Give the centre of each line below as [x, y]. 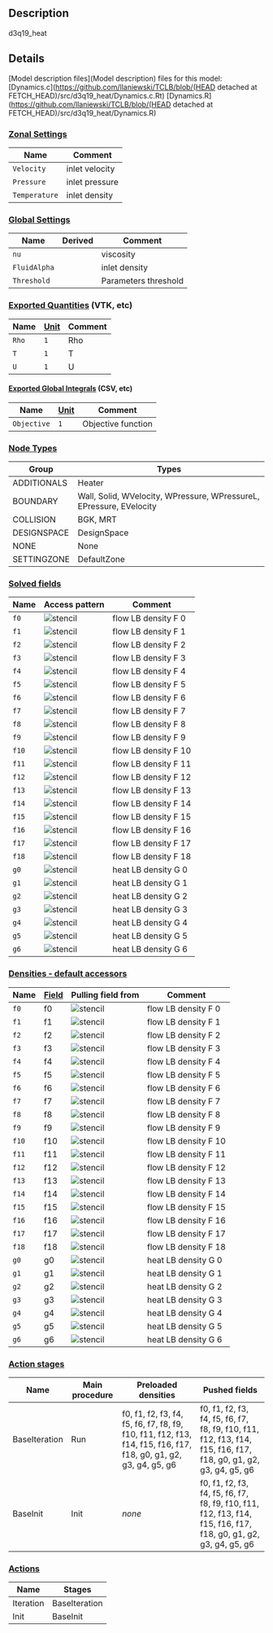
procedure [93, 1394]
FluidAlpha [33, 268]
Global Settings [39, 219]
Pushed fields [230, 1389]
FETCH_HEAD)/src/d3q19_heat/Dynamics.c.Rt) [87, 95]
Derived [78, 241]
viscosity [118, 254]
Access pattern [74, 604]
